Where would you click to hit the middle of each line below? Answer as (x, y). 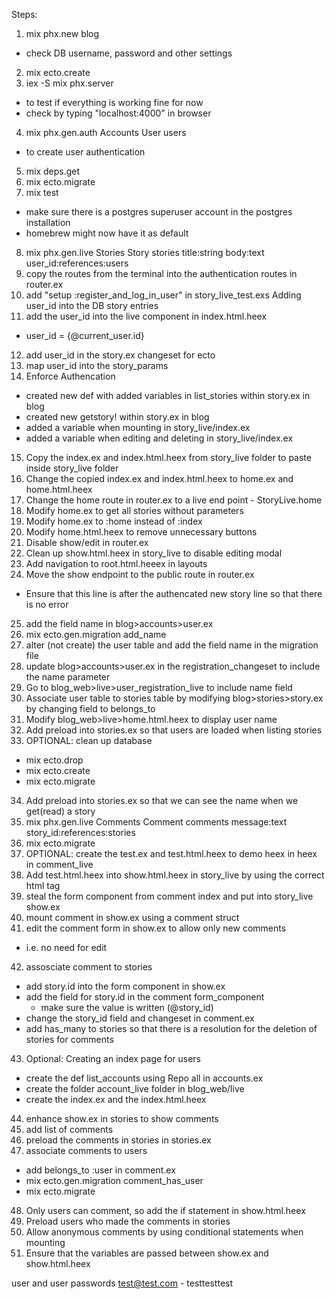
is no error (47, 604)
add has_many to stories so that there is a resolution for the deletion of (171, 1028)
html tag (43, 885)
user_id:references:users (77, 263)
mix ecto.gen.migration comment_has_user (114, 1180)
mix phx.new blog (62, 33)
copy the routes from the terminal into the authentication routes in (161, 273)
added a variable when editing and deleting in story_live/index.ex (159, 438)
